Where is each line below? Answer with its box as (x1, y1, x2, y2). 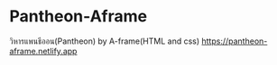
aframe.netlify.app (9, 45, 78, 56)
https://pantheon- (201, 36, 268, 46)
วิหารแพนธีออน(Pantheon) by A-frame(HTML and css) (9, 36, 200, 46)
